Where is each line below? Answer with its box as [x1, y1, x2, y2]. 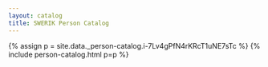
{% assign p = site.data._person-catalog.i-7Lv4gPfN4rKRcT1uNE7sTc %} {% [8, 41, 261, 50]
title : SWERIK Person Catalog [8, 19, 110, 27]
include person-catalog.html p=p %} [8, 49, 129, 59]
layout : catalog [8, 11, 63, 20]
